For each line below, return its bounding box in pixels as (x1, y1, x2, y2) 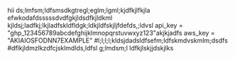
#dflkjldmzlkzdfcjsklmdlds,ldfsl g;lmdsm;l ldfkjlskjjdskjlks (7, 44, 174, 52)
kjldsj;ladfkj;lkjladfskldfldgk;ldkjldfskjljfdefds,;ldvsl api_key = (7, 21, 183, 29)
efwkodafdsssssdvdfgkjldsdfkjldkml (7, 14, 113, 22)
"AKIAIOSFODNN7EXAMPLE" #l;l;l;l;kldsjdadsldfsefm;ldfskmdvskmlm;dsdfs (7, 36, 229, 45)
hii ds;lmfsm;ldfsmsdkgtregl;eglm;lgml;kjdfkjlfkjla (7, 6, 151, 14)
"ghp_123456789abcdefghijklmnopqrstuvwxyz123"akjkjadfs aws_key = (7, 28, 215, 37)
